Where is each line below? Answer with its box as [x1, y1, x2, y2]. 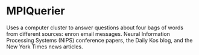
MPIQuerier [6, 4, 65, 18]
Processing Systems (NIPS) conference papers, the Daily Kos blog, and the [6, 36, 193, 44]
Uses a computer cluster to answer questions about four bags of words [6, 24, 184, 31]
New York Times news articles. [6, 43, 83, 50]
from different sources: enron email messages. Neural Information [6, 30, 171, 37]
